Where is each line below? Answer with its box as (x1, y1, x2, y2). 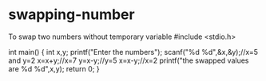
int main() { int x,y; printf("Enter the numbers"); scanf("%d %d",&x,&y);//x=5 (8, 47, 258, 56)
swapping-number (8, 6, 135, 24)
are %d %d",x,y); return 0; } (8, 64, 100, 73)
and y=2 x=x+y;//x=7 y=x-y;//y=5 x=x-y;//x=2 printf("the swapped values (8, 56, 249, 65)
